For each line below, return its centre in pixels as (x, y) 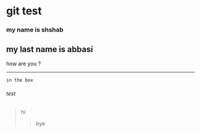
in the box (20, 80)
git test (24, 11)
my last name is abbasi (50, 49)
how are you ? (24, 64)
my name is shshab (35, 30)
